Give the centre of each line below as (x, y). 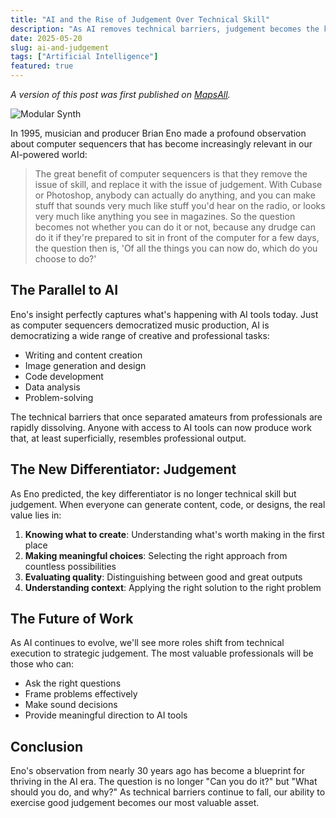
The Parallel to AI (64, 290)
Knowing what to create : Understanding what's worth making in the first (174, 534)
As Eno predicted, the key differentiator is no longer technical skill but (153, 493)
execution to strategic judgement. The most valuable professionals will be (162, 653)
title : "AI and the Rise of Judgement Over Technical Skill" (140, 19)
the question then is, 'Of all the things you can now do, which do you (176, 248)
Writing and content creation (83, 355)
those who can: (42, 664)
